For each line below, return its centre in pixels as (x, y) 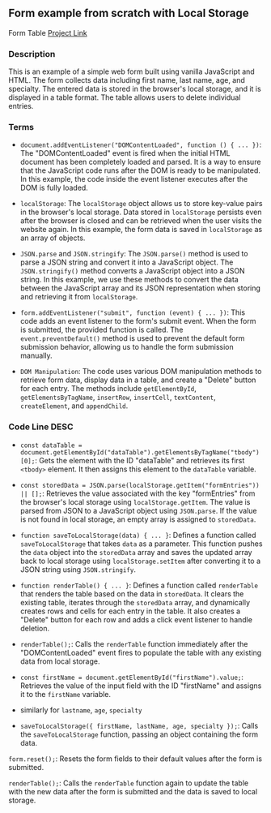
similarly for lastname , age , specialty (81, 710)
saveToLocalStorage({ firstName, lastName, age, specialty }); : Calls (139, 725)
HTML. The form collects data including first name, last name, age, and (127, 80)
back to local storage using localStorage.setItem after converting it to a (140, 561)
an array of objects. (53, 238)
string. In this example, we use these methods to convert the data (129, 280)
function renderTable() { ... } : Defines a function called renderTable (139, 585)
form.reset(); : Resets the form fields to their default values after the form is (135, 759)
